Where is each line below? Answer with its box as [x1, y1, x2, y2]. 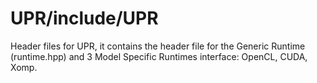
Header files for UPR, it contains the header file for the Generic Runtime [10, 40, 306, 52]
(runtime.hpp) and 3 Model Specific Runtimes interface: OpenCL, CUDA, [10, 50, 308, 62]
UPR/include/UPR [10, 7, 159, 30]
